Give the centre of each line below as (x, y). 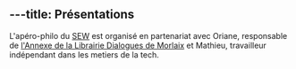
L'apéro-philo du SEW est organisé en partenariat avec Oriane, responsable (148, 35)
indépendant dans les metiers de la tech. (84, 54)
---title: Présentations (72, 15)
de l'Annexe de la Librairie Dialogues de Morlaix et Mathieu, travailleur (138, 45)
